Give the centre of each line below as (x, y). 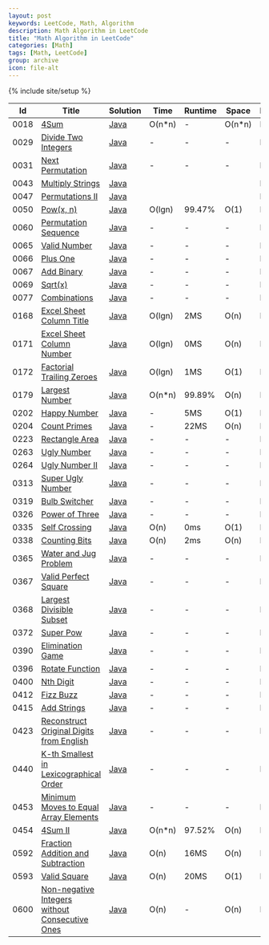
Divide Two (62, 137)
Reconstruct (64, 720)
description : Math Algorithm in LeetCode (78, 30)
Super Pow (62, 632)
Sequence (60, 232)
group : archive (34, 61)
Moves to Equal (70, 807)
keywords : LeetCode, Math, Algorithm (71, 23)
